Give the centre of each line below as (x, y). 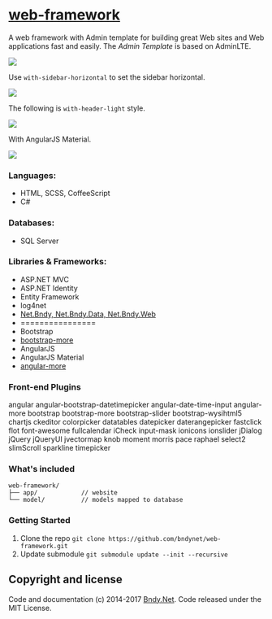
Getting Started (39, 521)
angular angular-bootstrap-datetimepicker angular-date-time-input (120, 405)
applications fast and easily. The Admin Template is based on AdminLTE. (130, 46)
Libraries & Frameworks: (58, 262)
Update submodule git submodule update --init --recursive (124, 554)
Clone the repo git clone (63, 538)
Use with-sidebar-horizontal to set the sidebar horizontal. (107, 77)
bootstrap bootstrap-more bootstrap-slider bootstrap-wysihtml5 (134, 413)
